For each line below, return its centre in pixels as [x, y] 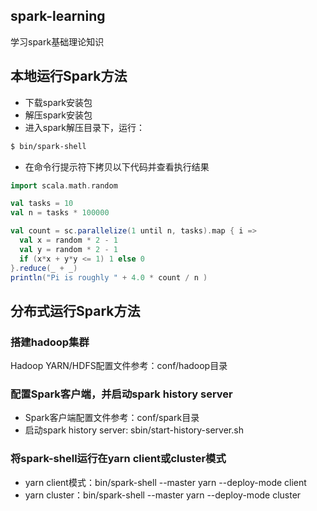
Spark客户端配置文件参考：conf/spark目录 [112, 418]
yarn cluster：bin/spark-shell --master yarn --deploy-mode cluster [163, 495]
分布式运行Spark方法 [75, 310]
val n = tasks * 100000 [60, 213]
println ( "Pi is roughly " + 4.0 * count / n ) [109, 277]
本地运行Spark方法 [69, 76]
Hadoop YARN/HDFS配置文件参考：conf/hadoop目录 [119, 366]
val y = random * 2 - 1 [68, 249]
